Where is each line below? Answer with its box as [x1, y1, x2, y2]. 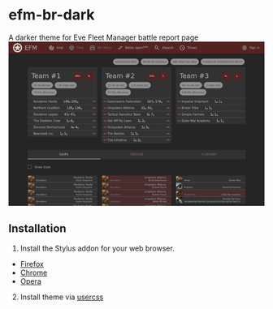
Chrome [19, 268, 48, 277]
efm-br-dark [8, 6, 95, 24]
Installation [8, 221, 67, 236]
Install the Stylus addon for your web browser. [19, 243, 175, 253]
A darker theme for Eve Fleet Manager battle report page [8, 32, 199, 42]
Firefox [19, 259, 45, 268]
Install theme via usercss [19, 292, 104, 302]
